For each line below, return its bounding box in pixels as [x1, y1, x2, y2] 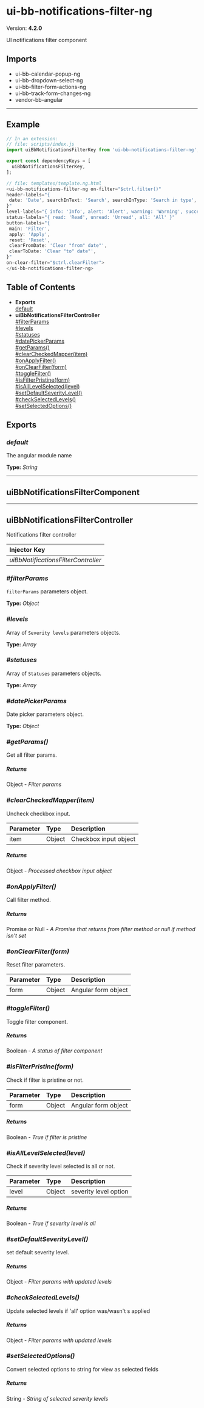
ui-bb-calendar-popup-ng [15, 70, 81, 77]
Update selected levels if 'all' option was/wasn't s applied [6, 1307, 151, 1315]
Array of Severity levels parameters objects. [6, 629, 121, 636]
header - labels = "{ [6, 191, 50, 198]
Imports [6, 54, 37, 65]
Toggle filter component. [6, 1018, 68, 1025]
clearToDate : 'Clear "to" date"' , [8, 248, 97, 254]
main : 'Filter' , [8, 226, 50, 232]
